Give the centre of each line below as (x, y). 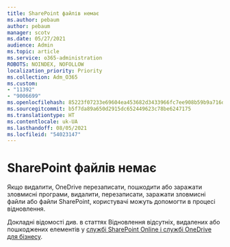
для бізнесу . (25, 237)
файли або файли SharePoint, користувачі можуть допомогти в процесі (111, 202)
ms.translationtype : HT (41, 115)
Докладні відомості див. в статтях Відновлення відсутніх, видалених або (114, 222)
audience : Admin (30, 45)
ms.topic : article (33, 52)
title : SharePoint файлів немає (53, 13)
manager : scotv (29, 32)
